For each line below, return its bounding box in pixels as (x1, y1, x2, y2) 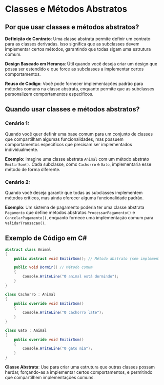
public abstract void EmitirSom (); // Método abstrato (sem (14, 256, 139, 261)
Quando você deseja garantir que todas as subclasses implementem (5, 190, 143, 195)
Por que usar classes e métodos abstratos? (5, 23, 139, 31)
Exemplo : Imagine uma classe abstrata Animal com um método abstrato (5, 156, 149, 162)
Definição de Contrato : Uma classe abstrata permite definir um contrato (5, 36, 151, 42)
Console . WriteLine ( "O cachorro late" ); (22, 310, 104, 315)
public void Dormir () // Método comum (14, 265, 93, 270)
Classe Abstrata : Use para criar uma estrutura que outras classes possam (5, 364, 155, 370)
